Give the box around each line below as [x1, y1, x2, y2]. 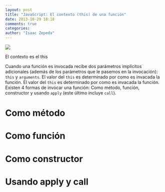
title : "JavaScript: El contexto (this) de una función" [5, 12, 126, 17]
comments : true [5, 21, 37, 26]
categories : [5, 26, 30, 31]
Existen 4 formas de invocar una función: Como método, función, [5, 84, 140, 90]
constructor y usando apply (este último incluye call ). [5, 90, 116, 95]
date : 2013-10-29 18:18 [5, 16, 55, 21]
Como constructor [5, 153, 83, 164]
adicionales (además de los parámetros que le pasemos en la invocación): [5, 68, 158, 74]
